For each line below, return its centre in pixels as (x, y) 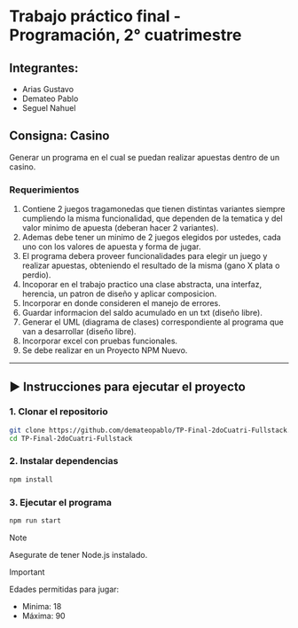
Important (27, 572)
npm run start (35, 521)
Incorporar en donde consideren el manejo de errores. (122, 303)
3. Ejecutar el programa (61, 502)
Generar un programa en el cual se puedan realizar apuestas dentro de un (145, 157)
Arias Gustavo (47, 89)
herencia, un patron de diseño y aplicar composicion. (119, 294)
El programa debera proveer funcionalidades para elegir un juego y (145, 256)
